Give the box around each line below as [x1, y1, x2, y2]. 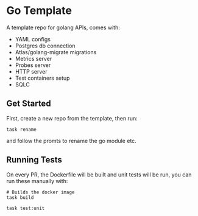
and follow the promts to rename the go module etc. [6, 137, 137, 144]
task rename [6, 126, 37, 133]
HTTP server [15, 68, 48, 75]
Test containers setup [15, 74, 70, 82]
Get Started [6, 99, 51, 109]
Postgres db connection [15, 42, 76, 49]
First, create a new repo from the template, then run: [6, 114, 138, 122]
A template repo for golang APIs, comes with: [6, 24, 120, 31]
